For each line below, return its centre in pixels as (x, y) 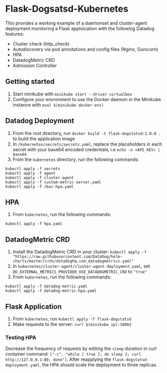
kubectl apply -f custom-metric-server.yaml (53, 182)
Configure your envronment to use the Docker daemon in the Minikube (87, 99)
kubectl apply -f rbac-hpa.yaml (39, 186)
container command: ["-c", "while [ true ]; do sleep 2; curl (73, 354)
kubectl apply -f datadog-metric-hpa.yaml (51, 291)
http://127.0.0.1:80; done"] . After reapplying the (58, 359)
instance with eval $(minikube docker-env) (58, 105)
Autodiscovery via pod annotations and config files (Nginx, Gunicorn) (85, 49)
